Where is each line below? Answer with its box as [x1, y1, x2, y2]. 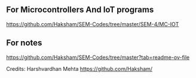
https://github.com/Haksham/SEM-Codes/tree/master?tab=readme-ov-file [6, 54, 190, 61]
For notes [6, 38, 42, 48]
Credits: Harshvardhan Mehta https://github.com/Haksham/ [6, 65, 153, 72]
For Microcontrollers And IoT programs [6, 5, 154, 15]
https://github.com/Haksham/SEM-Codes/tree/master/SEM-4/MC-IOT [6, 20, 179, 27]
